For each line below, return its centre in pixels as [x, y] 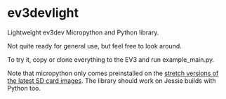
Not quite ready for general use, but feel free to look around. [95, 46]
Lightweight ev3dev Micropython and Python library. [83, 32]
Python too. [24, 88]
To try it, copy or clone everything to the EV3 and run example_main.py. [111, 59]
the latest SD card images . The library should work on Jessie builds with [112, 80]
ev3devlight [43, 13]
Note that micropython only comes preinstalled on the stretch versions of [113, 73]
